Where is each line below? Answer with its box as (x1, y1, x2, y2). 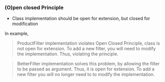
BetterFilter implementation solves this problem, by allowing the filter (17, 61, 160, 67)
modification (12, 21, 38, 27)
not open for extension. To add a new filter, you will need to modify (17, 46, 156, 52)
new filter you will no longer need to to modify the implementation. (17, 71, 155, 77)
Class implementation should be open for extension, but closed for (12, 16, 150, 22)
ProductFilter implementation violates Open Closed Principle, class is (17, 40, 160, 46)
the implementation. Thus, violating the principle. (17, 51, 119, 57)
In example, (5, 31, 29, 37)
